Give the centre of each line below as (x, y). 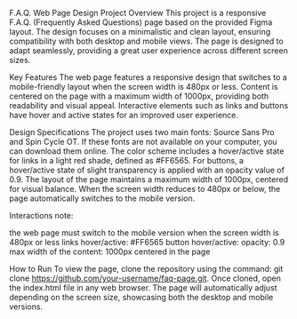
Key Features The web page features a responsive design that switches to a (148, 77)
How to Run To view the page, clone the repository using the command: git (146, 269)
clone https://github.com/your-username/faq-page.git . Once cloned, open (145, 278)
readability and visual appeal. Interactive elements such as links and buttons (149, 105)
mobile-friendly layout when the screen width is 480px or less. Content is (144, 87)
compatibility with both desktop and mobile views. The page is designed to (147, 41)
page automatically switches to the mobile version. (102, 198)
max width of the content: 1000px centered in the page (110, 251)
